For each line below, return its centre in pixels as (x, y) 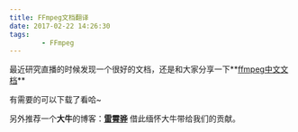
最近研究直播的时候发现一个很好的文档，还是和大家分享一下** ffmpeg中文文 (149, 69)
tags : (19, 34)
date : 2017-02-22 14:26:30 (60, 26)
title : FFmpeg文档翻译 (49, 18)
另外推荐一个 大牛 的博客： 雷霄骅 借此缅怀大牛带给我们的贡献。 (125, 119)
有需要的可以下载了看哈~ (55, 100)
